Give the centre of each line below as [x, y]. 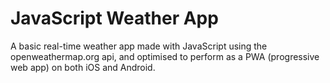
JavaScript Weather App [114, 18]
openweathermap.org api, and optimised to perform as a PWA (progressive [165, 56]
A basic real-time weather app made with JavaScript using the [139, 46]
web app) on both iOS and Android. [83, 67]
